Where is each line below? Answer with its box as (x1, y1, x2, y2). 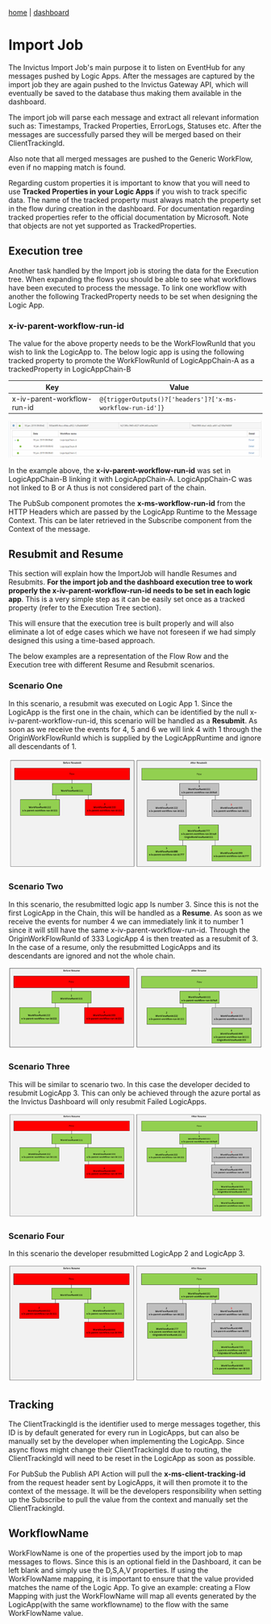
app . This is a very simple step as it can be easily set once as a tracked (8, 594, 245, 605)
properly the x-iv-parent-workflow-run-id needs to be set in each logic (8, 586, 252, 596)
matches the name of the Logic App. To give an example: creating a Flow (8, 1582, 251, 1592)
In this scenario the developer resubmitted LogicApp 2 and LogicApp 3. (8, 1249, 245, 1258)
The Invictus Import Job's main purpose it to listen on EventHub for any (8, 62, 246, 72)
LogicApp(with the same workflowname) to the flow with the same (8, 1599, 229, 1609)
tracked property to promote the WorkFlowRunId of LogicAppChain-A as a (8, 356, 256, 366)
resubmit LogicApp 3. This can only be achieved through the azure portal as (8, 1088, 261, 1098)
